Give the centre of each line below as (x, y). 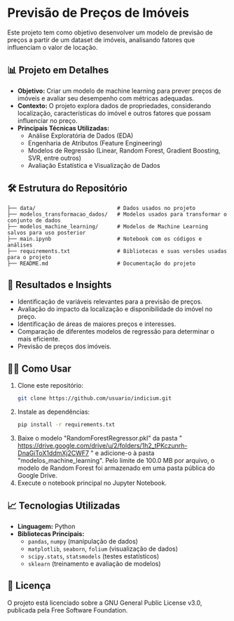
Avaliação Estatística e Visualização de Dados (94, 165)
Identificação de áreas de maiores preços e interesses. (97, 324)
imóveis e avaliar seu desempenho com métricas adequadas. (106, 98)
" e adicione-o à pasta (123, 453)
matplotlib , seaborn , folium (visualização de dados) (103, 549)
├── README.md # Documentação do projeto (102, 263)
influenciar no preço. (48, 120)
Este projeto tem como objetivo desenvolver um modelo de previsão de (110, 32)
